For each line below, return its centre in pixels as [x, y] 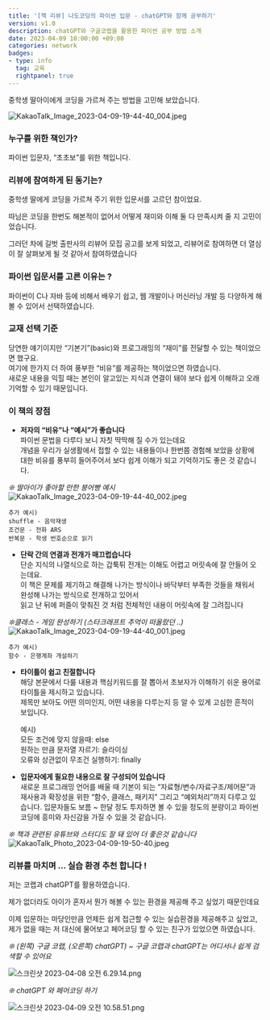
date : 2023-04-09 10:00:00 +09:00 [66, 38]
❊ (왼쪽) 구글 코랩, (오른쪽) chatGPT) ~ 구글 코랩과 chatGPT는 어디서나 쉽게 [130, 946]
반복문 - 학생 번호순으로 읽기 [51, 539]
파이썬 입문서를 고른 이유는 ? [60, 277]
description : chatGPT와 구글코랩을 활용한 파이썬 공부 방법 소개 [105, 31]
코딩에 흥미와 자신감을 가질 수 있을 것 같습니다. [93, 817]
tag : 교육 [31, 69]
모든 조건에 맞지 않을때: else [64, 739]
